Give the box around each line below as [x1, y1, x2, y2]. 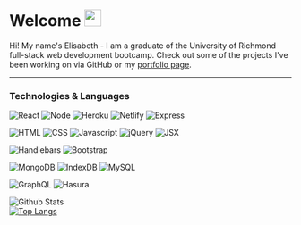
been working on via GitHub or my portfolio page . [9, 59, 193, 70]
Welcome [9, 11, 82, 31]
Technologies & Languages [9, 89, 130, 102]
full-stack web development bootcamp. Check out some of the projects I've [9, 49, 288, 60]
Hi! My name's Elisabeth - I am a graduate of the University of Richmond [9, 40, 276, 51]
